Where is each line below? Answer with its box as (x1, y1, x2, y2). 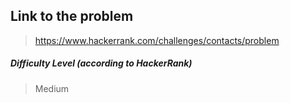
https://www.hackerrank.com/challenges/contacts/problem (34, 34, 280, 46)
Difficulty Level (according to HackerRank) (10, 57, 193, 69)
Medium (34, 82, 70, 94)
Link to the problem (10, 8, 134, 25)
